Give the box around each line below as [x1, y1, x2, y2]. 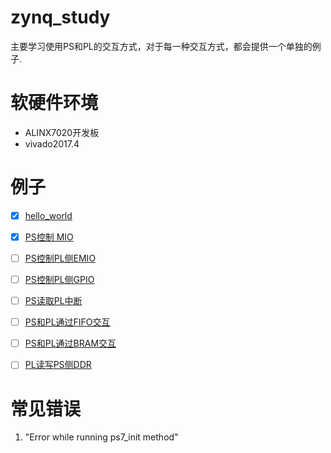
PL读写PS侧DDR [24, 359, 92, 371]
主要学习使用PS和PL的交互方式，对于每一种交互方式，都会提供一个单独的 [10, 40, 313, 52]
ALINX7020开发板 [24, 126, 100, 138]
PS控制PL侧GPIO [24, 274, 95, 285]
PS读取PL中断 [24, 295, 83, 307]
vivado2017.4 [24, 137, 80, 150]
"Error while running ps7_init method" [24, 431, 179, 443]
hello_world [24, 209, 73, 221]
